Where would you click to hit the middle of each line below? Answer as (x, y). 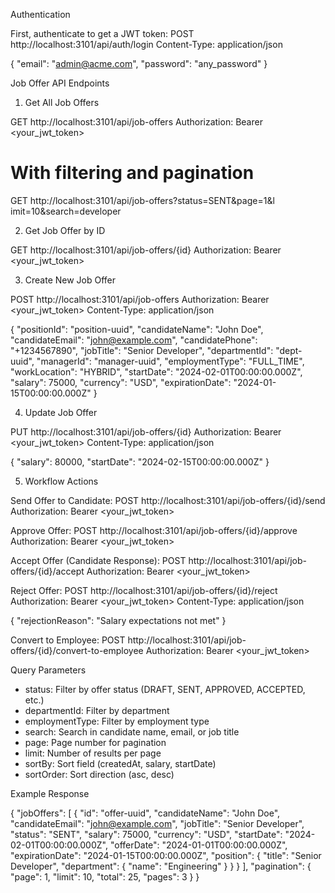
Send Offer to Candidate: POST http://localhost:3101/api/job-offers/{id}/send (168, 500)
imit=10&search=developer (66, 211)
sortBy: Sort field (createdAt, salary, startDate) (120, 763)
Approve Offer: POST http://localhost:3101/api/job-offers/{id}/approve (154, 530)
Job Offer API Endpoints (60, 83)
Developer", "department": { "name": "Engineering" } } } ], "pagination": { (161, 866)
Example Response (50, 793)
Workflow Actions (61, 481)
